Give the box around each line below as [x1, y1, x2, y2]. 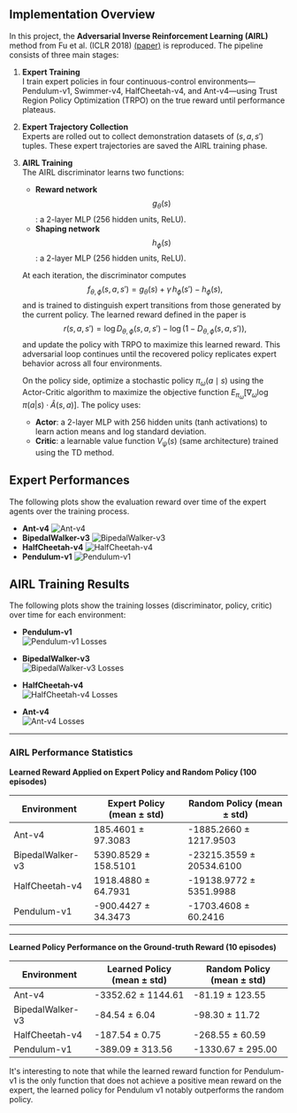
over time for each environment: [9, 610, 126, 620]
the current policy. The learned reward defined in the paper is [21, 309, 247, 320]
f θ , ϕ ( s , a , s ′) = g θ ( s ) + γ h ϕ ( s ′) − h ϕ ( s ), [87, 284, 224, 297]
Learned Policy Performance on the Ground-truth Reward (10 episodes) [9, 941, 277, 952]
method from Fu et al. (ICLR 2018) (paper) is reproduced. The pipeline [9, 40, 263, 51]
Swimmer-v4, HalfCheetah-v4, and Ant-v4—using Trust [73, 85, 278, 96]
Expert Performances [9, 473, 130, 488]
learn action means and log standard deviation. [34, 425, 207, 437]
